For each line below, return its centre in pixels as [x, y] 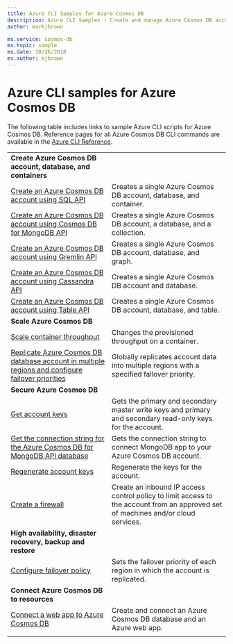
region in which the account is [160, 570]
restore [23, 550]
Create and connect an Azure [159, 610]
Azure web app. [137, 627]
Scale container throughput [55, 336]
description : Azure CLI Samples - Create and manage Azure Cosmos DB [110, 20]
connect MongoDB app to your [162, 447]
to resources [32, 599]
